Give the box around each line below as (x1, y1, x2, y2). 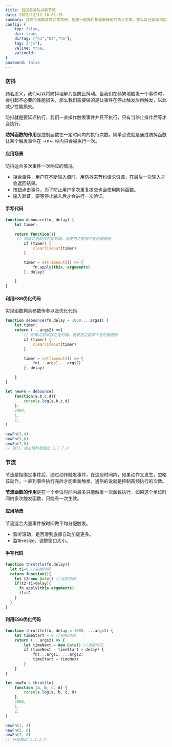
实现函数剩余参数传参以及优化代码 (5, 308, 77, 314)
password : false (5, 60, 40, 65)
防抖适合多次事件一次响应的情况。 (5, 162, 77, 169)
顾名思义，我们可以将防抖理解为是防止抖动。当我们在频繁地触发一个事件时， (5, 90, 167, 96)
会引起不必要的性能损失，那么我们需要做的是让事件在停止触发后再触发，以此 (5, 97, 167, 103)
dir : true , (14, 31, 38, 36)
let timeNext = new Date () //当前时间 (24, 642, 103, 648)
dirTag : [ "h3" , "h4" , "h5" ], (14, 36, 72, 42)
